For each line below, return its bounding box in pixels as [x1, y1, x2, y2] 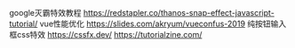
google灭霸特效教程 [9, 8, 82, 17]
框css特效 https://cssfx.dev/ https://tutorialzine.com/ [9, 30, 203, 39]
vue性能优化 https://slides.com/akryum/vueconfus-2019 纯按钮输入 [39, 18, 287, 29]
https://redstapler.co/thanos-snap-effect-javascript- [83, 8, 275, 17]
